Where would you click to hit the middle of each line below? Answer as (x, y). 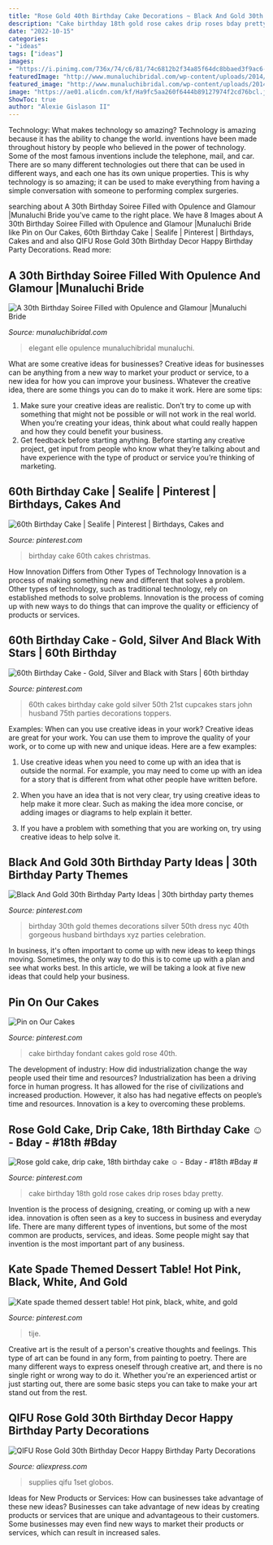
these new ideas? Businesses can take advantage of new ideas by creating (134, 1506)
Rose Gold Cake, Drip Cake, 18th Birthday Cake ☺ (136, 1129)
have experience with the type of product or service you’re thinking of (137, 457)
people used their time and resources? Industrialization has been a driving (132, 1078)
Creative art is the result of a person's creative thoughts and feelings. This (133, 1349)
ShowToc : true (32, 99)
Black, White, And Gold (68, 1282)
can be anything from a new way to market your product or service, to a (129, 372)
